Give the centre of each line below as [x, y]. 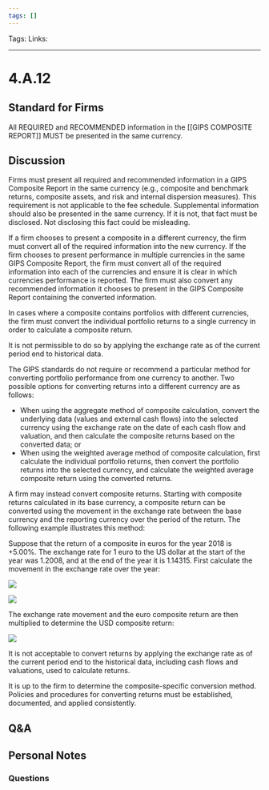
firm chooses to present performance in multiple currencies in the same [127, 255]
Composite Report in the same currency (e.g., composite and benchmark [128, 188]
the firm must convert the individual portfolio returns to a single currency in [132, 322]
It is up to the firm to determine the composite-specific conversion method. [132, 686]
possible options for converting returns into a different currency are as [124, 387]
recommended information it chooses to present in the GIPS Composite [126, 289]
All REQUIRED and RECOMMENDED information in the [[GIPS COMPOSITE [130, 127]
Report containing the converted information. [82, 298]
